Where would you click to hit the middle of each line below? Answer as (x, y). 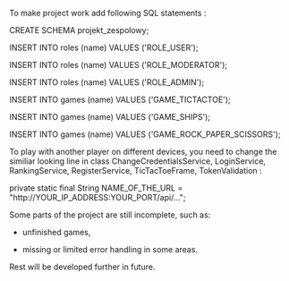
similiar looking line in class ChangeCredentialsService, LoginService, (138, 161)
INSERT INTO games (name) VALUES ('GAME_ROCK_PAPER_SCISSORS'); (145, 134)
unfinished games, (56, 232)
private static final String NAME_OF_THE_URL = (96, 188)
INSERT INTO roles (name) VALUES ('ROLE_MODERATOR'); (119, 65)
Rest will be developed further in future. (82, 267)
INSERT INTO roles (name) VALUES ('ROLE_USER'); (104, 47)
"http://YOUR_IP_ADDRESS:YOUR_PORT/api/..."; (98, 197)
